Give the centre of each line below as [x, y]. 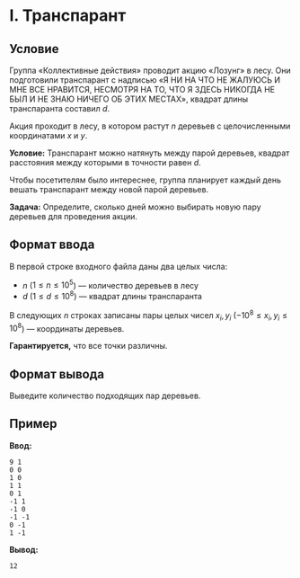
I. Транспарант [68, 16]
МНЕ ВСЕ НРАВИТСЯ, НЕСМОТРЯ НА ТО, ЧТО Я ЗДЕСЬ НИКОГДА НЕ [142, 89]
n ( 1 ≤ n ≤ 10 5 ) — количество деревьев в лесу [110, 284]
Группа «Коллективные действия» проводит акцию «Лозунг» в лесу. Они [150, 70]
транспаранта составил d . [60, 108]
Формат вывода [57, 374]
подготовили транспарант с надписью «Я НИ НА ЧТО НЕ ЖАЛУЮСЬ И [145, 80]
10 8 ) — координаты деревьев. [67, 327]
